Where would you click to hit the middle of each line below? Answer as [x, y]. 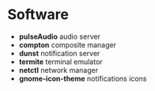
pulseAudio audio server [59, 36]
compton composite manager [67, 44]
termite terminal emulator [61, 62]
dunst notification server [59, 53]
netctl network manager [59, 70]
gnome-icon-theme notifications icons [83, 78]
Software [38, 15]
